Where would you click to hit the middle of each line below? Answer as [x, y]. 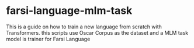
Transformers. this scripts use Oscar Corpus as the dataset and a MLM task [97, 32]
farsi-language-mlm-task [69, 11]
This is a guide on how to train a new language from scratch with [84, 27]
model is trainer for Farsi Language [48, 39]
